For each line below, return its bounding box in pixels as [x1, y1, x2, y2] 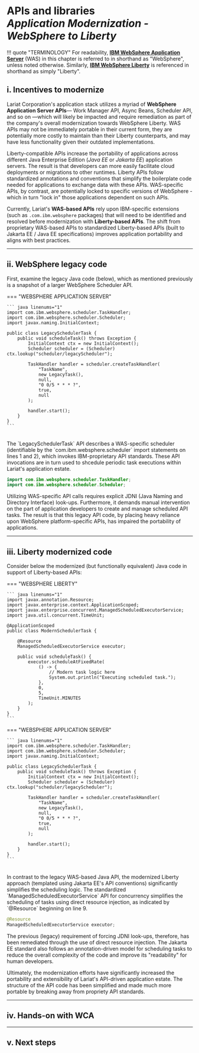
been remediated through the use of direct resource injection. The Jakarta [6, 939, 187, 946]
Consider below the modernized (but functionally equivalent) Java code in [6, 563, 187, 570]
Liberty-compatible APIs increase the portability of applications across [6, 150, 179, 157]
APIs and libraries [6, 4, 95, 18]
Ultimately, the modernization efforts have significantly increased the [6, 969, 175, 976]
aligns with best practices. [6, 237, 71, 244]
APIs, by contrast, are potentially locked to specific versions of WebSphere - [6, 188, 193, 195]
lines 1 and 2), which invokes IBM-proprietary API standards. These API [6, 453, 180, 460]
